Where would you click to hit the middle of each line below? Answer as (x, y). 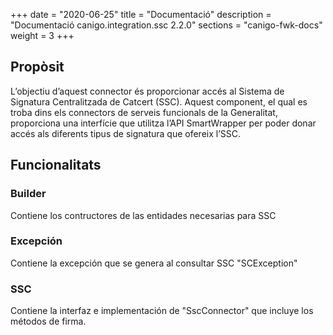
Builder (28, 194)
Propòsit (37, 67)
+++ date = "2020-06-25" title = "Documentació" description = (141, 14)
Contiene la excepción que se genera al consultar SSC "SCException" (154, 263)
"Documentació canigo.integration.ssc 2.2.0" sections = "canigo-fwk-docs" (166, 25)
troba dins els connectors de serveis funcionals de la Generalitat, (144, 112)
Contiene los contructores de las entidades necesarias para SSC (143, 215)
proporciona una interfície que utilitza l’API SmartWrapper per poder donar (163, 123)
